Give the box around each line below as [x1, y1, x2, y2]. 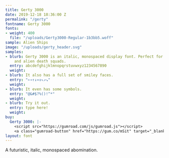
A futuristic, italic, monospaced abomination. [5, 147, 98, 153]
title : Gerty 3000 [5, 7, 44, 13]
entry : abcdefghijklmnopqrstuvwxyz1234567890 [10, 63, 107, 68]
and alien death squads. [14, 59, 66, 64]
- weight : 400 [5, 31, 35, 36]
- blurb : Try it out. [5, 101, 51, 106]
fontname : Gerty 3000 [5, 21, 51, 27]
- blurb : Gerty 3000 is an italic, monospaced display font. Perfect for [5, 54, 163, 59]
